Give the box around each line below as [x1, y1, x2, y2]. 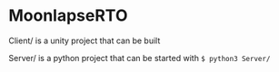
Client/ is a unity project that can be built [8, 35, 161, 46]
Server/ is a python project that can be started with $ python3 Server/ [8, 52, 271, 63]
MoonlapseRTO [8, 5, 128, 26]
